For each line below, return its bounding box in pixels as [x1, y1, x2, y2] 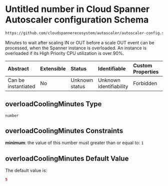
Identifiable [97, 65, 126, 72]
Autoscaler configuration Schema [5, 14, 149, 25]
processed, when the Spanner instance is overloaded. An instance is [5, 45, 146, 51]
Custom [133, 62, 152, 69]
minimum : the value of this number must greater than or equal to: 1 [5, 140, 144, 146]
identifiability [97, 83, 128, 90]
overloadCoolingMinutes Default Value [5, 154, 129, 163]
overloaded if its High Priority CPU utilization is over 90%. [5, 50, 124, 56]
